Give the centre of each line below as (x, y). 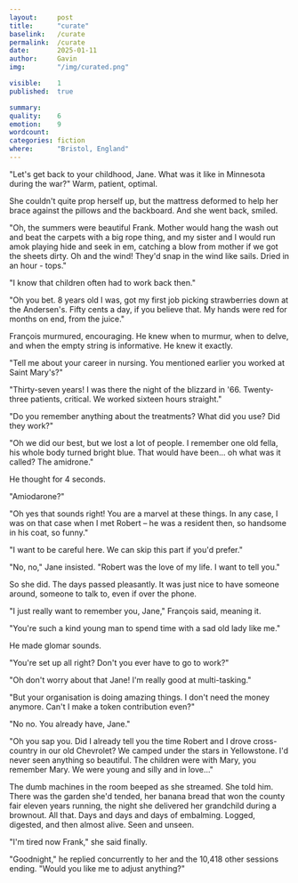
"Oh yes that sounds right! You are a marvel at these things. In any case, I (144, 514)
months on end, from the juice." (67, 319)
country (24, 750)
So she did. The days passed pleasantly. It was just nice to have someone (145, 584)
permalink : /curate (48, 42)
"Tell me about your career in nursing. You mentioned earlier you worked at (147, 362)
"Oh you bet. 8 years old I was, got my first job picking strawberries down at (149, 300)
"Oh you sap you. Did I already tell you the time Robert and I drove (130, 741)
